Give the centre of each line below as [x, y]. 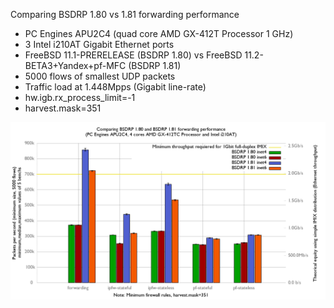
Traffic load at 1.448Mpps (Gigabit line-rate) [115, 87]
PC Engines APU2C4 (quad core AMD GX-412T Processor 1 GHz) [159, 33]
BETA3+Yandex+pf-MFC [75, 65]
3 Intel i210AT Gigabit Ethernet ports [99, 44]
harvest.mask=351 [63, 108]
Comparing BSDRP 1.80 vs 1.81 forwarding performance [125, 14]
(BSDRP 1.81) [155, 65]
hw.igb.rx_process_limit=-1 [80, 97]
